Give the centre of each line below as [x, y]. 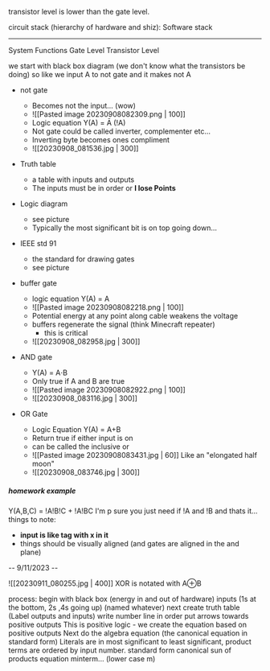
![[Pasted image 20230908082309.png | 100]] [109, 114]
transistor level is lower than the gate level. [79, 12]
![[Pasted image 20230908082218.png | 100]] [108, 307]
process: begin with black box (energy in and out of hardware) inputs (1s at [133, 599]
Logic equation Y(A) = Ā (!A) [79, 123]
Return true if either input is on [83, 438]
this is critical [66, 333]
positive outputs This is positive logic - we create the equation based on [128, 624]
